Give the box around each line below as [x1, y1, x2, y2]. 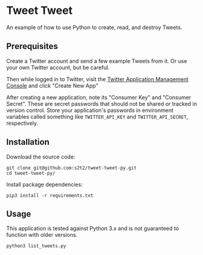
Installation [6, 137, 50, 147]
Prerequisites [6, 41, 58, 51]
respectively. [6, 119, 38, 127]
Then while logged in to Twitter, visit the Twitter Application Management [6, 75, 189, 82]
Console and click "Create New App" [6, 82, 99, 89]
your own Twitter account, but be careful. [6, 64, 110, 71]
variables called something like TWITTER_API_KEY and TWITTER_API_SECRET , [6, 113, 188, 120]
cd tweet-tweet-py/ [6, 170, 56, 176]
